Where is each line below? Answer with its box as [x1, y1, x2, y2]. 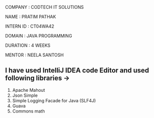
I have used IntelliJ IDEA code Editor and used [5, 66, 150, 75]
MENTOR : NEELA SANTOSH [5, 52, 64, 58]
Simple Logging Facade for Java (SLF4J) [12, 97, 96, 103]
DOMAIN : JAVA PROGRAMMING [5, 33, 72, 39]
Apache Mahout [12, 87, 46, 93]
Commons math [12, 108, 45, 114]
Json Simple [12, 92, 38, 98]
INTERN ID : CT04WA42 [5, 23, 54, 29]
